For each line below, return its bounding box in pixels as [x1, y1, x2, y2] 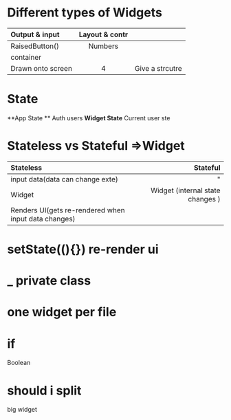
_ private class [7, 273, 91, 289]
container [10, 52, 42, 62]
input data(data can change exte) [10, 174, 118, 184]
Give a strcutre [134, 63, 182, 73]
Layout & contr [78, 30, 129, 39]
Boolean [7, 359, 31, 367]
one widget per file [7, 305, 117, 320]
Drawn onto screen [10, 63, 72, 73]
